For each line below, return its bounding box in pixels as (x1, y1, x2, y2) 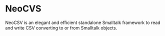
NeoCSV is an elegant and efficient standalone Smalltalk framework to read (5, 19, 161, 25)
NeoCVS (5, 3, 41, 14)
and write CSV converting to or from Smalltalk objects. (5, 24, 117, 30)
